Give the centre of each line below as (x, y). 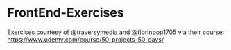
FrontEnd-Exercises (66, 13)
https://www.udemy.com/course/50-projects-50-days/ (86, 39)
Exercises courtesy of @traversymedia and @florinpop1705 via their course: (116, 32)
